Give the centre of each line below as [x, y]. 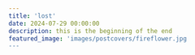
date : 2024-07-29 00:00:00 [54, 23]
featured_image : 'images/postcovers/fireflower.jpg [97, 38]
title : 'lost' [32, 16]
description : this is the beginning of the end [91, 31]
